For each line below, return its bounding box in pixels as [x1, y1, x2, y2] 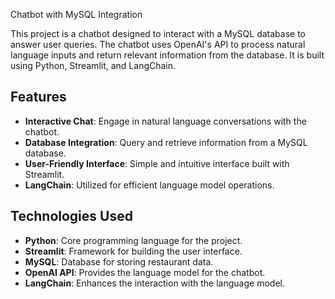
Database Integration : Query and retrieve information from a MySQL [24, 136, 308, 148]
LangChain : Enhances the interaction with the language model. [24, 277, 285, 289]
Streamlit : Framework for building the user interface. [24, 245, 243, 257]
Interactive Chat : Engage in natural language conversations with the [24, 115, 307, 127]
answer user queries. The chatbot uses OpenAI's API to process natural [10, 39, 306, 50]
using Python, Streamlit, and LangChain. [10, 60, 177, 71]
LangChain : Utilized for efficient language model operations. [24, 179, 275, 191]
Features [10, 89, 67, 106]
